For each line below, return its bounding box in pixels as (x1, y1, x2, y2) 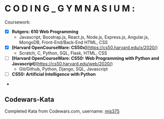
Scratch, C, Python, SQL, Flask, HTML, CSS (19, 50, 108, 56)
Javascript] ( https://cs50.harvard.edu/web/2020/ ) (11, 61, 113, 67)
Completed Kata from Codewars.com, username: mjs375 (4, 108, 120, 114)
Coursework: (4, 19, 31, 25)
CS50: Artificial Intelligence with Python (11, 71, 96, 77)
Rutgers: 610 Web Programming (11, 28, 79, 34)
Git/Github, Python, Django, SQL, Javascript (19, 66, 108, 72)
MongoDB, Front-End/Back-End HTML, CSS (19, 40, 108, 45)
